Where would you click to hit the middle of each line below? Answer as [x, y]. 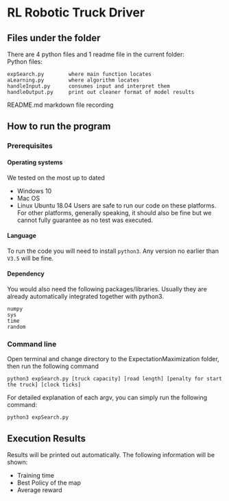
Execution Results [46, 438]
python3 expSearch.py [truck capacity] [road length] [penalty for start [115, 379]
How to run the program [59, 126]
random [16, 327]
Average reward [39, 490]
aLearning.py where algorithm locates [73, 80]
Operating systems [35, 162]
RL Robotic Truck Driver [76, 13]
